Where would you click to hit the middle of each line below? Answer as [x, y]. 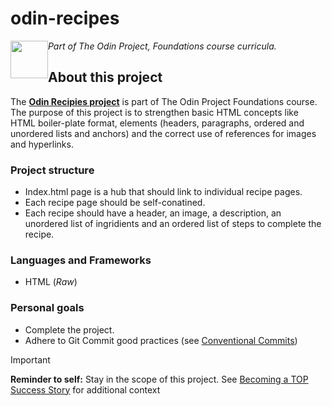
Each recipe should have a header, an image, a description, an [153, 213]
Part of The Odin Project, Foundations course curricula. [162, 46]
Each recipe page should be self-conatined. [115, 203]
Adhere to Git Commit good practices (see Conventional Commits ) [161, 340]
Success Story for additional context [85, 389]
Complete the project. [69, 329]
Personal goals [47, 308]
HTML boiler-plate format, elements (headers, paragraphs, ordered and [157, 123]
